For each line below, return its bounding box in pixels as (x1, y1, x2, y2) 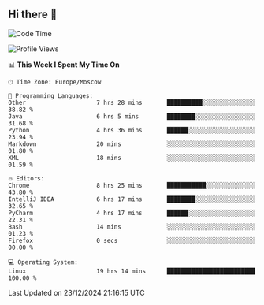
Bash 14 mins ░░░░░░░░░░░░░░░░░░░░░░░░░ (8, 222, 256, 231)
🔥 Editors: (8, 174, 45, 182)
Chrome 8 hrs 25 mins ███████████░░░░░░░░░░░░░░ (8, 181, 256, 189)
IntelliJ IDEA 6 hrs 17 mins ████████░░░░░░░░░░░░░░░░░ (8, 195, 256, 203)
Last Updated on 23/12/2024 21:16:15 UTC (8, 288, 145, 297)
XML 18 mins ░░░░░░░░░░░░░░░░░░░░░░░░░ (8, 154, 256, 162)
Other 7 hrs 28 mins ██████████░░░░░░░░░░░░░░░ (8, 99, 256, 106)
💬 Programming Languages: (8, 91, 93, 99)
